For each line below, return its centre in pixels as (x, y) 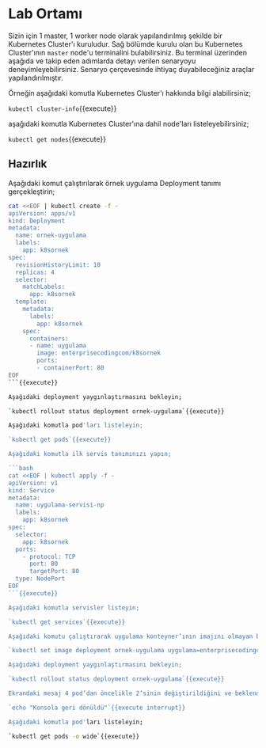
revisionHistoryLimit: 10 (58, 265)
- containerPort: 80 (70, 368)
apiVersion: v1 (33, 483)
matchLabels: (44, 287)
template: (31, 302)
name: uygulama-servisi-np (60, 505)
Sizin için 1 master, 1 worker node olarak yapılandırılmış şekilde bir (116, 36)
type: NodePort (40, 579)
